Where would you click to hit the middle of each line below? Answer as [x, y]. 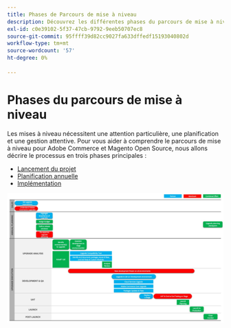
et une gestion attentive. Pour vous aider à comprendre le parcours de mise [114, 141]
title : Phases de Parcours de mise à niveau [72, 14]
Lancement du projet [47, 169]
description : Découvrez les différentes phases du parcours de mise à [110, 22]
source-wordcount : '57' [41, 51]
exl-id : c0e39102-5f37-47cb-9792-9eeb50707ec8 [75, 29]
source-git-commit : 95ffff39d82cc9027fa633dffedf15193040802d [98, 36]
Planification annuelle [47, 176]
